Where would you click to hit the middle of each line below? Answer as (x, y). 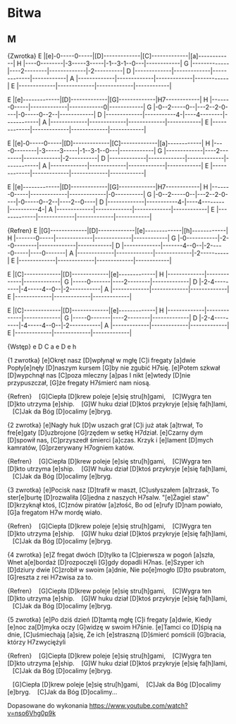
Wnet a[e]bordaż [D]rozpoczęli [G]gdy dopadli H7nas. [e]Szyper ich (106, 562)
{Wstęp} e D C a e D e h (42, 346)
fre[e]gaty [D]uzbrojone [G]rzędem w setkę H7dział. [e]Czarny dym (105, 433)
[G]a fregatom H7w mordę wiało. (55, 512)
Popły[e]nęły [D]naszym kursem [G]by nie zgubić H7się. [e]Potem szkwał (114, 368)
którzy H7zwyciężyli (37, 642)
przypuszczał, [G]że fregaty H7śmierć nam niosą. (79, 383)
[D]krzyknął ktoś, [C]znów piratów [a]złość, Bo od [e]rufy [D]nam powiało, (115, 505)
